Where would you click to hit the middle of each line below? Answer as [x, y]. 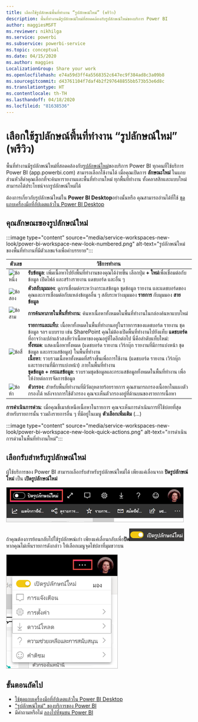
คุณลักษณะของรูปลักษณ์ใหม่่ [47, 223]
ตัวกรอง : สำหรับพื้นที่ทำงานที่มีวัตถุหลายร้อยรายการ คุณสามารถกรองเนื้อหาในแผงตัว [108, 387]
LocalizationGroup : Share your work [51, 69]
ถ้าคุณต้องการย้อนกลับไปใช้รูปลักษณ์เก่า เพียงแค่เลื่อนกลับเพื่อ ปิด [68, 539]
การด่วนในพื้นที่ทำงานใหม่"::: [34, 438]
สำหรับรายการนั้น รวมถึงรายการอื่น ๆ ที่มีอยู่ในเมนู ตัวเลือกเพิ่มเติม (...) [74, 413]
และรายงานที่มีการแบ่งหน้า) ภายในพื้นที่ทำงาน [72, 365]
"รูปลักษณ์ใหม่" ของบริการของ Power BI [56, 706]
